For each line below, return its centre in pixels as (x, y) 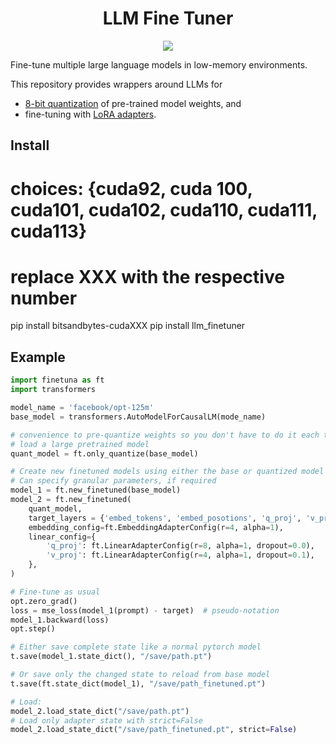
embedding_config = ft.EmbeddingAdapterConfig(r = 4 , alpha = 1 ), (156, 527)
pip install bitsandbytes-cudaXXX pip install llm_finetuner (128, 326)
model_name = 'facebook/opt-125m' (82, 408)
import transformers (53, 390)
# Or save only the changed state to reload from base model (140, 675)
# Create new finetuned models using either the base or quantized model (167, 472)
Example (38, 357)
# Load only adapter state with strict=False (106, 720)
